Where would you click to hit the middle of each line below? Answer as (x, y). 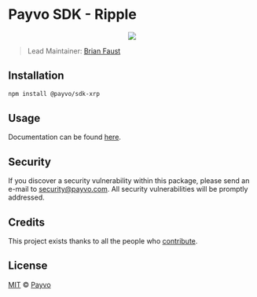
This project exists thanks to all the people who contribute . (103, 241)
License (28, 266)
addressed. (26, 197)
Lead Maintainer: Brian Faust (74, 51)
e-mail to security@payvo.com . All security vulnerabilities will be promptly (128, 189)
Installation (36, 76)
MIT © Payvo (29, 284)
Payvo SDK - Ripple (73, 15)
